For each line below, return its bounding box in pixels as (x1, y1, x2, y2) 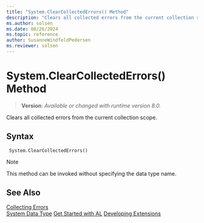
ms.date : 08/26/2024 (6, 26, 59, 32)
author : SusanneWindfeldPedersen (6, 37, 91, 43)
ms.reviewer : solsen (6, 43, 59, 49)
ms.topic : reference (6, 32, 59, 38)
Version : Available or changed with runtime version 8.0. (21, 101, 161, 109)
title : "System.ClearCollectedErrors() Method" (6, 9, 129, 15)
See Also (6, 188, 41, 198)
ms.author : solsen (6, 20, 53, 26)
